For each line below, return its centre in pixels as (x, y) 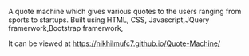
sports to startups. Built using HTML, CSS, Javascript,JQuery (109, 20)
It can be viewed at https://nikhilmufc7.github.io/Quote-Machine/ (115, 43)
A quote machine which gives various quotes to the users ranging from (125, 11)
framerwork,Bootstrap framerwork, (66, 28)
